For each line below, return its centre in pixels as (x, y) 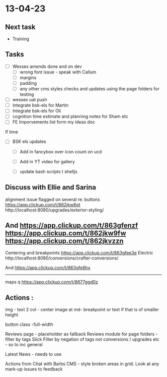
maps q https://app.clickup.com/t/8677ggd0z (52, 282)
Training (21, 39)
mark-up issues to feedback (34, 369)
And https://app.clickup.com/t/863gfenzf (72, 225)
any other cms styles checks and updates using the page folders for (90, 89)
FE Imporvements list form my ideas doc (54, 122)
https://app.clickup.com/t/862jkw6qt (43, 204)
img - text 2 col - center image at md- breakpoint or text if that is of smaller (82, 310)
